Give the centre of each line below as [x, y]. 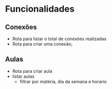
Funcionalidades [40, 9]
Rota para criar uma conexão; [42, 44]
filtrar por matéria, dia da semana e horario [63, 81]
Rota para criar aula [32, 71]
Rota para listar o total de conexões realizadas [59, 39]
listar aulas [23, 76]
